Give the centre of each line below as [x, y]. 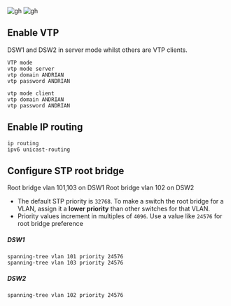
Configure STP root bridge [66, 171]
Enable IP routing [45, 127]
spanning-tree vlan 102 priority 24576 [65, 295]
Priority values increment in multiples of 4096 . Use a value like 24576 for [120, 216]
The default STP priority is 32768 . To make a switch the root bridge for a [120, 201]
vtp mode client [31, 93]
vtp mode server [31, 69]
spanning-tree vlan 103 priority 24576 [65, 263]
